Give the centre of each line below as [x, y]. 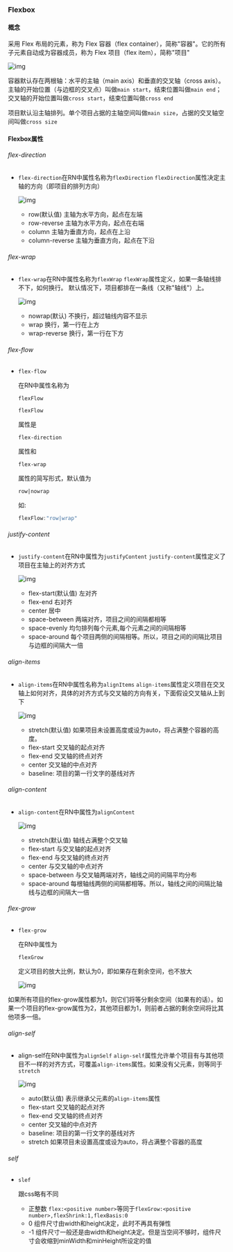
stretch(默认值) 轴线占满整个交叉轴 [78, 840]
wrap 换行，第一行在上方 [64, 325]
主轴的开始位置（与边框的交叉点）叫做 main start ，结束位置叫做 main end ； [115, 90]
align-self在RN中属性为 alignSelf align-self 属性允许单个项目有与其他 [118, 1055]
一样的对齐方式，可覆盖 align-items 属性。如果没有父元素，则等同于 [126, 1065]
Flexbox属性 [26, 139]
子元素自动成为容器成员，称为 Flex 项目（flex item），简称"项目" [99, 53]
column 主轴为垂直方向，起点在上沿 [79, 231]
